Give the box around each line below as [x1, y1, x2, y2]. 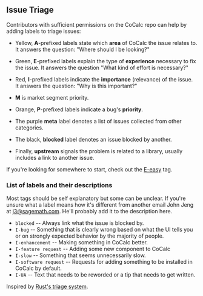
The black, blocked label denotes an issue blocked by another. [15, 136, 172, 143]
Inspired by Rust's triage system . [6, 283, 88, 291]
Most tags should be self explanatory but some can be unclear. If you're [6, 194, 186, 202]
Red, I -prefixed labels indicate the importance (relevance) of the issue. [15, 75, 193, 83]
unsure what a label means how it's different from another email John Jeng [6, 201, 194, 208]
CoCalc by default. [15, 264, 62, 272]
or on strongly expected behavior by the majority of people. [15, 232, 164, 239]
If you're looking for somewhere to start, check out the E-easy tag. [6, 165, 173, 173]
